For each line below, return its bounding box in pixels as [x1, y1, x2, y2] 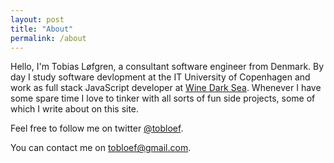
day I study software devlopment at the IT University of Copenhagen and [10, 71, 311, 83]
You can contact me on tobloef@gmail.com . [10, 142, 192, 154]
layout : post [10, 14, 65, 25]
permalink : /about [10, 33, 87, 43]
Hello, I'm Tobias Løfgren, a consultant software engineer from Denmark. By [10, 61, 325, 73]
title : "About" [10, 24, 74, 34]
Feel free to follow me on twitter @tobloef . [10, 122, 184, 135]
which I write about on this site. [10, 103, 140, 115]
